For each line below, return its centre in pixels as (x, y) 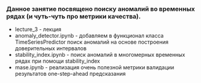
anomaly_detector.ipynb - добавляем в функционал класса (89, 36)
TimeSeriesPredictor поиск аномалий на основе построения (92, 42)
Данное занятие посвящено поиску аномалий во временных (100, 9)
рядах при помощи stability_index (57, 61)
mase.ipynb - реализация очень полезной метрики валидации (94, 67)
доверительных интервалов (51, 48)
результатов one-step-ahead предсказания (70, 74)
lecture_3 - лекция (38, 29)
